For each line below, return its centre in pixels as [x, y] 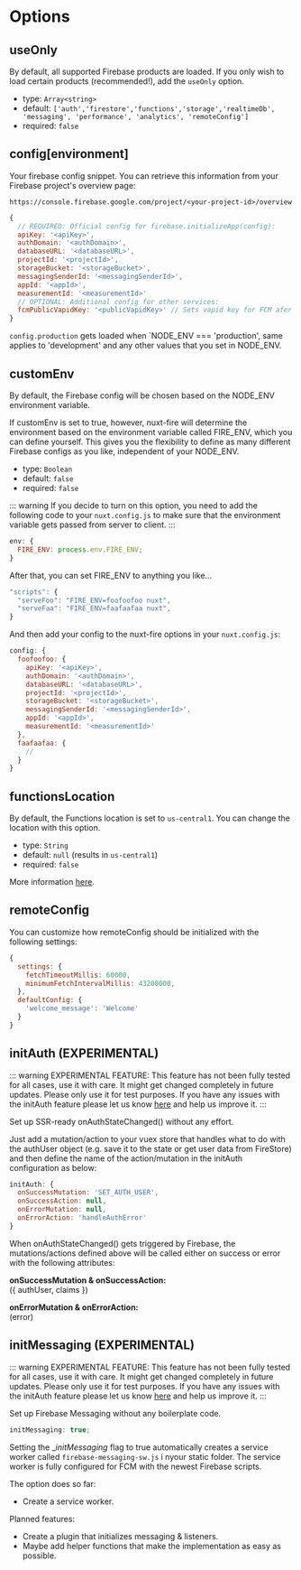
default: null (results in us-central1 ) [90, 855]
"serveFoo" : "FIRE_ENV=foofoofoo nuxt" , [94, 600]
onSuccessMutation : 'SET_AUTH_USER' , [88, 1193]
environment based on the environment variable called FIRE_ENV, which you [151, 432]
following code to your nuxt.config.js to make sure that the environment [145, 515]
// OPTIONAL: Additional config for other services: [119, 302]
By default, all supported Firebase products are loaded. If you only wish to [147, 71]
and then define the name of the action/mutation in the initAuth [126, 1158]
